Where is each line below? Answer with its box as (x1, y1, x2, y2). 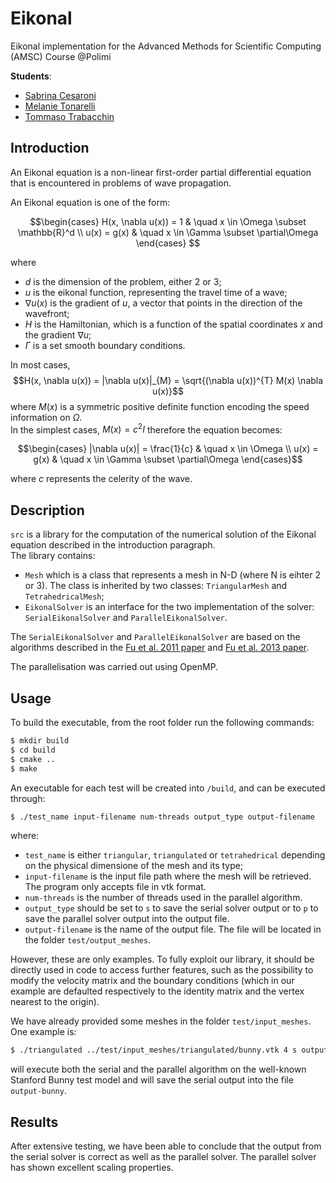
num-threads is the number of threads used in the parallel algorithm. (24, 892, 303, 904)
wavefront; (24, 307, 70, 319)
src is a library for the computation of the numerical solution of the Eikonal (10, 528, 317, 541)
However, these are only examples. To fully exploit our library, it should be (10, 953, 315, 966)
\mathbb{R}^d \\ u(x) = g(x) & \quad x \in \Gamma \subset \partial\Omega (17, 226, 319, 238)
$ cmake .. (10, 754, 56, 764)
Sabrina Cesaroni (24, 89, 97, 101)
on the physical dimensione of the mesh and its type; (24, 860, 244, 872)
